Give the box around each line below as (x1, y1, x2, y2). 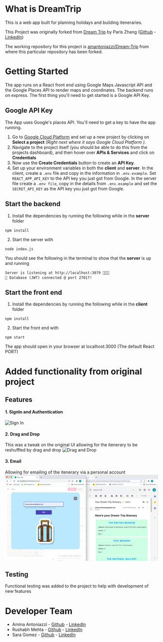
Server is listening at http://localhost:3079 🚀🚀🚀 (5, 270, 110, 275)
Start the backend (5, 200, 61, 208)
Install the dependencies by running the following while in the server (12, 213, 149, 219)
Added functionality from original (5, 366, 142, 377)
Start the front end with (12, 325, 59, 331)
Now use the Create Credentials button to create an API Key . (12, 160, 135, 166)
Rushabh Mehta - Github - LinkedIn (12, 627, 82, 633)
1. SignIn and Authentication (5, 409, 63, 415)
